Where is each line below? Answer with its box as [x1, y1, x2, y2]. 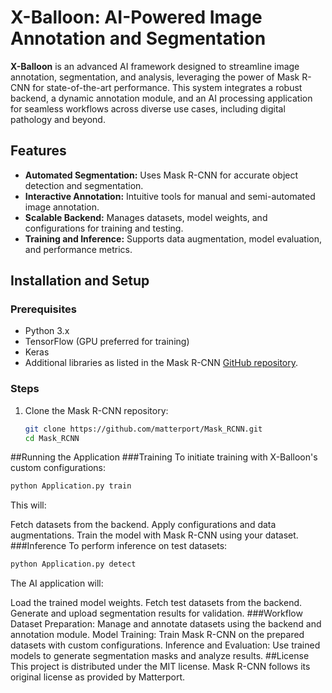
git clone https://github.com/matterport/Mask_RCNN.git [24, 424, 263, 434]
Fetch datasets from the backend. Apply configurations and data [10, 519, 277, 531]
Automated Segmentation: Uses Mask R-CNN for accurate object [24, 169, 299, 181]
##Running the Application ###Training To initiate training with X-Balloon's [10, 451, 318, 463]
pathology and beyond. [10, 113, 106, 125]
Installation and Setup [10, 272, 150, 290]
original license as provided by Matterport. [10, 671, 186, 683]
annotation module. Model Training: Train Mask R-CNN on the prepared [10, 629, 305, 641]
